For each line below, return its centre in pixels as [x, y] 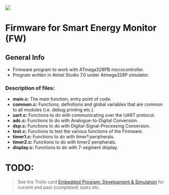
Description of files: [30, 88]
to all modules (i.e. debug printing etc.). [53, 110]
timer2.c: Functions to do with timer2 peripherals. [65, 142]
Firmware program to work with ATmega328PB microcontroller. [78, 69]
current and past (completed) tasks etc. [59, 187]
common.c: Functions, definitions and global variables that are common [88, 104]
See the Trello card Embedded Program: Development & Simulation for [91, 182]
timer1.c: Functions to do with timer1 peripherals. [64, 137]
